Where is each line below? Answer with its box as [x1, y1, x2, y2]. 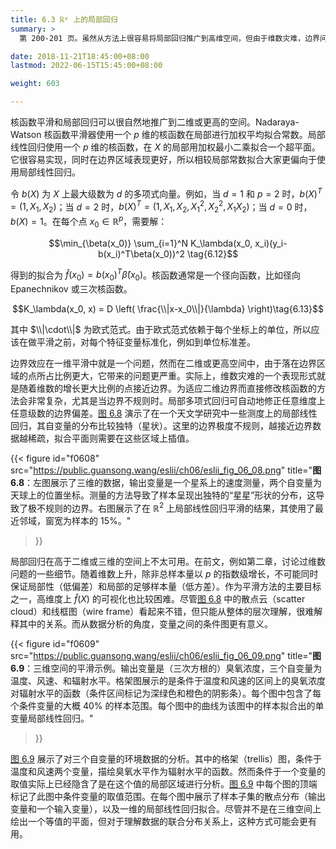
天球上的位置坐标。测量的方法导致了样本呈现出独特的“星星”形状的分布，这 [10, 489, 317, 501]
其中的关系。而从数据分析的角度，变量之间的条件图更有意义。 [18, 617, 273, 630]
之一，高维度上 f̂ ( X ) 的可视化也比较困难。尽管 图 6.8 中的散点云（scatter [10, 592, 306, 605]
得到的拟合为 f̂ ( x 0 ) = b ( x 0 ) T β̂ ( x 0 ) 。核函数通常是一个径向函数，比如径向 [10, 267, 301, 283]
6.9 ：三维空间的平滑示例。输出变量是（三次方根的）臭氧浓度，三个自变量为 [10, 662, 323, 674]
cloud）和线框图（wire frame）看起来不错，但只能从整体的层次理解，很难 [10, 605, 315, 617]
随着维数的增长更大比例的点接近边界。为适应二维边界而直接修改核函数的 [18, 382, 317, 395]
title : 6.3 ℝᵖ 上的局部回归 [10, 14, 118, 25]
